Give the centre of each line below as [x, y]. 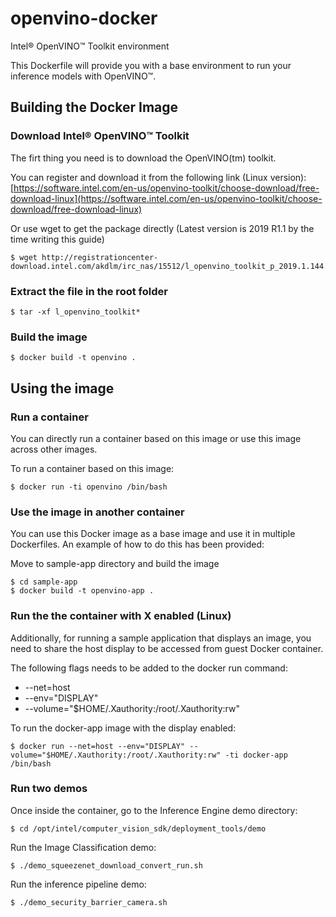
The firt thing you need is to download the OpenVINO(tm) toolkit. [143, 158]
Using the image [62, 388]
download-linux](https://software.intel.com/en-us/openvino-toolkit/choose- [166, 198]
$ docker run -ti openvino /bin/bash [89, 487]
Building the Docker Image [94, 107]
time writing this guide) [57, 239]
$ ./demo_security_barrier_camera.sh [89, 902]
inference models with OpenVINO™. [83, 76]
